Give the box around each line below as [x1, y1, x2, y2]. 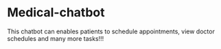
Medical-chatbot [7, 5, 105, 20]
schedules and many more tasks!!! [7, 34, 104, 42]
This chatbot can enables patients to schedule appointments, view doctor [7, 27, 215, 35]
